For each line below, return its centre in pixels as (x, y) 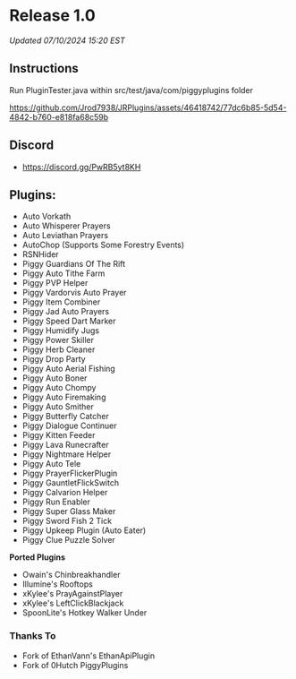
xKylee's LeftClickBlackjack (73, 603)
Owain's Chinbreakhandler (71, 575)
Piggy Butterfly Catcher (65, 417)
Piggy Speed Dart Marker (69, 321)
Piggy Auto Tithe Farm (63, 273)
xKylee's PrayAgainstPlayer (72, 594)
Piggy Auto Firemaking (64, 397)
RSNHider (41, 254)
